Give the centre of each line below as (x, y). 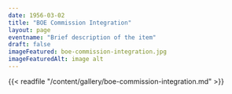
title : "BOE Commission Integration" (70, 23)
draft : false (29, 45)
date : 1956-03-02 (37, 15)
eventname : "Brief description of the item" (82, 37)
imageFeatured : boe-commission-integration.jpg (88, 52)
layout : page (29, 30)
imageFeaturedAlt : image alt (56, 60)
